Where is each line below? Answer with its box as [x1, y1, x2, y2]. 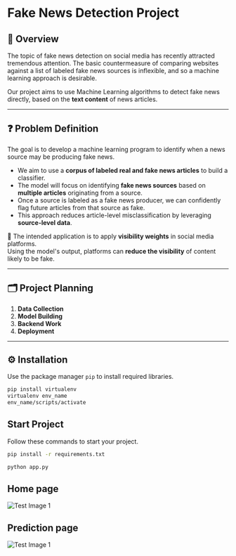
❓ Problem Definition [7, 123, 99, 135]
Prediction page [7, 522, 79, 534]
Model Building [17, 311, 63, 321]
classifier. [17, 174, 46, 182]
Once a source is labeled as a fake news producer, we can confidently [17, 195, 221, 205]
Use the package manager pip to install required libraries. [7, 373, 174, 381]
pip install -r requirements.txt [7, 451, 105, 458]
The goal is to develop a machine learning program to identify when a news [7, 145, 226, 153]
